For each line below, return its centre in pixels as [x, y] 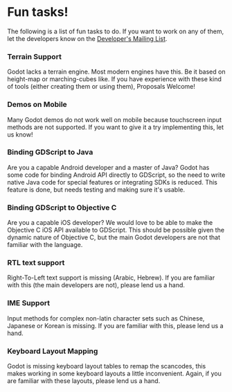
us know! [20, 134]
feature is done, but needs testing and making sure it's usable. [96, 189]
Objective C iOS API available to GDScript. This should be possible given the [116, 230]
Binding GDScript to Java [50, 152]
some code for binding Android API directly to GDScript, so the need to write [116, 175]
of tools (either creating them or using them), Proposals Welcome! [101, 87]
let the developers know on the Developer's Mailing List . [87, 38]
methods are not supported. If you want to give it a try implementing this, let [115, 127]
